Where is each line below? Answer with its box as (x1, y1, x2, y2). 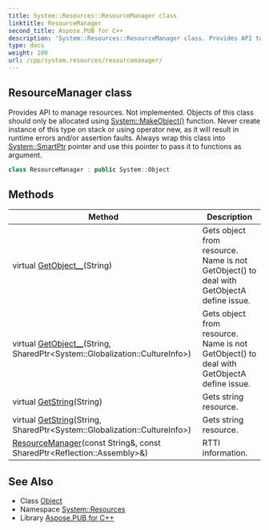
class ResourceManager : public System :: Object (8, 165, 171, 173)
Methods (8, 188, 54, 201)
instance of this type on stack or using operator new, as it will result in (8, 124, 239, 134)
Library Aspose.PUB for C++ (19, 513, 114, 523)
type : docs (8, 42, 45, 50)
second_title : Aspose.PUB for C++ (8, 26, 124, 34)
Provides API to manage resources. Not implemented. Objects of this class (8, 107, 255, 117)
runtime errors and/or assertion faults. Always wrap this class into (8, 133, 226, 143)
